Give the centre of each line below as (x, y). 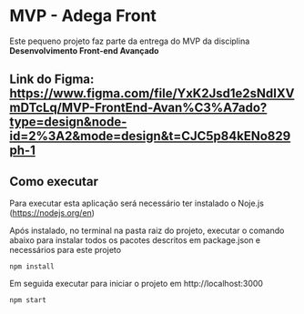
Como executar (54, 182)
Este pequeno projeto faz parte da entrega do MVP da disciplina (130, 41)
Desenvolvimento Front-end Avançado (84, 50)
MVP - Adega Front (83, 16)
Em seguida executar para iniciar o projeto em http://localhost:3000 (137, 284)
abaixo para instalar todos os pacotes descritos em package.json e (135, 240)
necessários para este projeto (65, 250)
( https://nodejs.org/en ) (52, 213)
